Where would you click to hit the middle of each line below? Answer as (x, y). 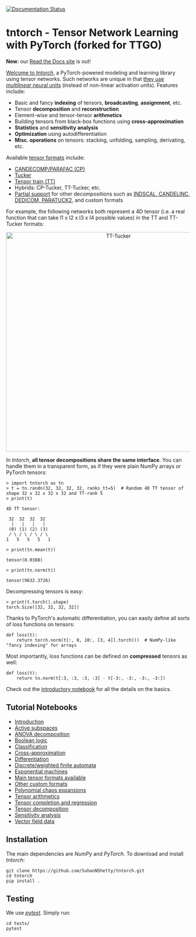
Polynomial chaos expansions (50, 790)
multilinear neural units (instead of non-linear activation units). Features (92, 85)
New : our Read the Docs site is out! (49, 61)
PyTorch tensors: (27, 472)
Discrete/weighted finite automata (55, 765)
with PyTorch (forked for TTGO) (84, 45)
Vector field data (34, 821)
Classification (31, 746)
